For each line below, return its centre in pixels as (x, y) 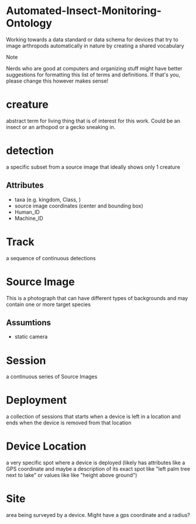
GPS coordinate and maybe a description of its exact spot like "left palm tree (98, 469)
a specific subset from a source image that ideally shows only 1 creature (93, 167)
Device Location (46, 446)
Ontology (29, 23)
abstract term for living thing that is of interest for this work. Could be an (93, 121)
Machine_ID (29, 218)
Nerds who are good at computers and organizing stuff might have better (94, 68)
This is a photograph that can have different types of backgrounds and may (97, 298)
